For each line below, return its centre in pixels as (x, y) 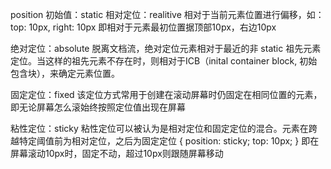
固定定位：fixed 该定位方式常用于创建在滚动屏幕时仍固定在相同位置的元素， (166, 94)
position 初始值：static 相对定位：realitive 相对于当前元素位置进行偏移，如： (167, 14)
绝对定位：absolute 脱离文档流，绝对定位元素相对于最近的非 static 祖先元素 (166, 48)
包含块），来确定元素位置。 (65, 73)
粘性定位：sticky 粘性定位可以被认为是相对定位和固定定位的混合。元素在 (159, 128)
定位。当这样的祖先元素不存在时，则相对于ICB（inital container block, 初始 (164, 61)
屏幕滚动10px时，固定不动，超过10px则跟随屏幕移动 (117, 153)
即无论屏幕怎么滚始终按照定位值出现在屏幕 (98, 107)
